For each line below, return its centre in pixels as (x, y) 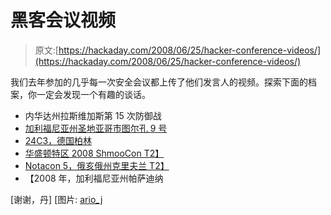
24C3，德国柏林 (58, 140)
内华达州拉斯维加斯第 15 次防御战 (93, 115)
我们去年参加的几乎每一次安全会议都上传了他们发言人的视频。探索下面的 (159, 82)
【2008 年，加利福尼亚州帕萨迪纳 (94, 178)
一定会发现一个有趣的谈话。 (93, 94)
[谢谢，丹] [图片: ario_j (56, 199)
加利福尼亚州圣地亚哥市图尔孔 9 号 (96, 128)
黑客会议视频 (63, 20)
